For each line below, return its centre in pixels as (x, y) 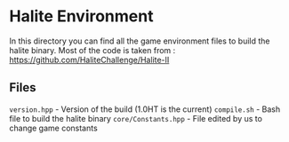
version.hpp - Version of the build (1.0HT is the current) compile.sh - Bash (145, 109)
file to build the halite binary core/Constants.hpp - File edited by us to (136, 118)
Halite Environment (81, 16)
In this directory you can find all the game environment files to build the (140, 41)
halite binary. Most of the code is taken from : (92, 50)
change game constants (53, 128)
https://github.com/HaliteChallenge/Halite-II (89, 59)
